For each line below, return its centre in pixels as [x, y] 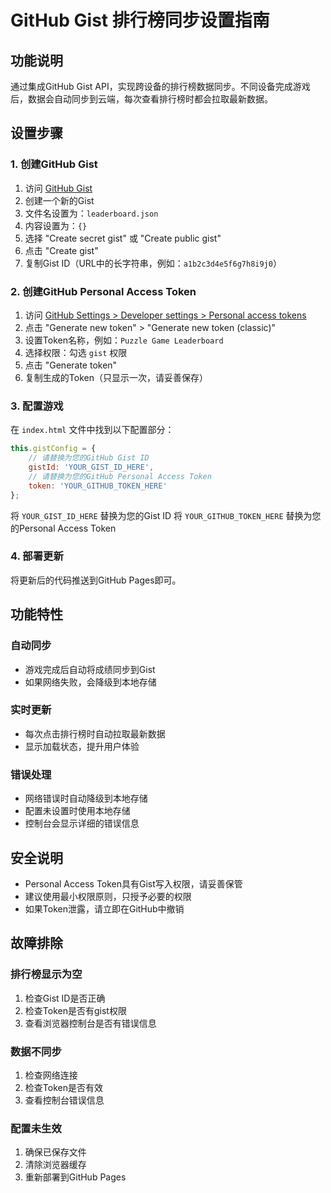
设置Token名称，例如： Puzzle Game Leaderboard [124, 340]
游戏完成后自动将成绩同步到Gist [90, 669]
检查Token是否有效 [63, 1087]
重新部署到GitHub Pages [75, 1177]
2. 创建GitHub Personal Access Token [103, 291]
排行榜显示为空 [46, 974]
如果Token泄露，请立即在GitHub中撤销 [104, 908]
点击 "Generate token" [71, 365]
